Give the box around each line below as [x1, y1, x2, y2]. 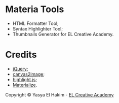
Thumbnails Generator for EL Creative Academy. [12, 31, 114, 37]
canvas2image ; [12, 71, 45, 77]
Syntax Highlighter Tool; [12, 25, 63, 31]
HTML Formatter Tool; [12, 20, 59, 26]
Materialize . [12, 82, 37, 88]
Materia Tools [5, 4, 64, 15]
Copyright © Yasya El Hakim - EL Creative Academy [5, 91, 114, 97]
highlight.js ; [12, 76, 37, 82]
